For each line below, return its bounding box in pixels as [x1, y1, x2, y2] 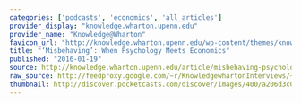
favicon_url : [9, 38, 58, 47]
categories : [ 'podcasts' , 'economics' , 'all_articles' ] [9, 13, 222, 22]
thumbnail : [9, 80, 50, 89]
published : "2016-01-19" [9, 55, 102, 64]
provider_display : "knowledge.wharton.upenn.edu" [9, 21, 199, 30]
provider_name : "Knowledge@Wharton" [9, 30, 146, 39]
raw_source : [9, 72, 54, 81]
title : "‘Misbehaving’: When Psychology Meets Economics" [9, 47, 230, 56]
